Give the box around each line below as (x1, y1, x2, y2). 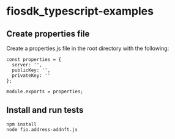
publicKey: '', (12, 67, 51, 73)
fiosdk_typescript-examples (6, 4, 154, 18)
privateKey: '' (12, 73, 51, 79)
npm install (6, 121, 37, 127)
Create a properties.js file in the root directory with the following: (6, 45, 169, 52)
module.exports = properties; (6, 88, 84, 94)
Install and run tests (6, 105, 84, 115)
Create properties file (6, 29, 90, 39)
